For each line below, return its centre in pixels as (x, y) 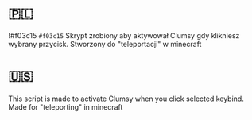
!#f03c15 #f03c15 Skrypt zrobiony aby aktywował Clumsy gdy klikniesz (124, 35)
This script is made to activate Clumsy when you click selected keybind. (126, 99)
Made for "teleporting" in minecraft (66, 106)
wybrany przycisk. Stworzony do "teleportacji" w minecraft (105, 44)
